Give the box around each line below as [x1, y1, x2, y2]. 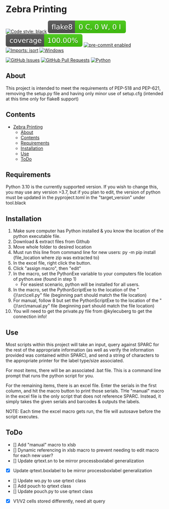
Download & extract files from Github [13, 238, 90, 245]
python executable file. [13, 233, 61, 239]
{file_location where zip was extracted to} [13, 254, 100, 261]
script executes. [6, 414, 39, 419]
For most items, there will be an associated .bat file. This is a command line [6, 367, 161, 373]
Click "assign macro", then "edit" [13, 266, 81, 272]
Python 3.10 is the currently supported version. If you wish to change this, [6, 184, 158, 190]
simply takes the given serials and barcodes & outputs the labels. [6, 399, 140, 404]
